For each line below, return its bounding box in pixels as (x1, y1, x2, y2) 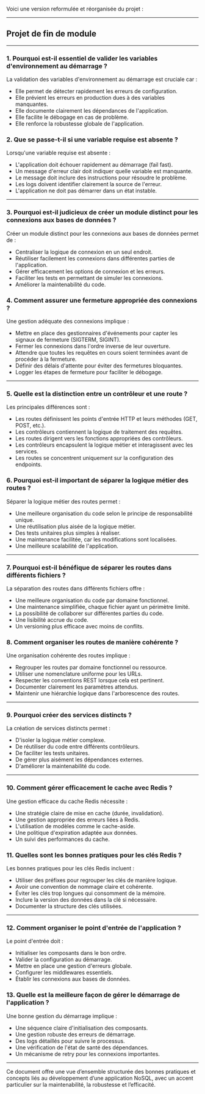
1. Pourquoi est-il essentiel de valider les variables (6, 54, 158, 62)
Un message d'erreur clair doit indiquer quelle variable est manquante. (15, 168, 193, 175)
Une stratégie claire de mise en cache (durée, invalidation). (15, 809, 164, 817)
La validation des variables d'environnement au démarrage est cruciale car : (6, 76, 198, 83)
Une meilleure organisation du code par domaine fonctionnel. (15, 597, 170, 604)
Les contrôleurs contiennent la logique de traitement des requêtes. (15, 428, 183, 436)
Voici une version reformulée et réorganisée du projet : (6, 6, 144, 12)
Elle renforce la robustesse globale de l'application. (15, 120, 145, 127)
